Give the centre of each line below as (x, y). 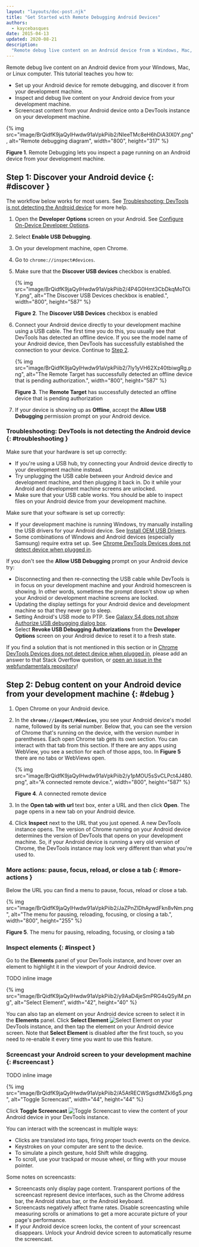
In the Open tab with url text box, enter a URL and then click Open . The (102, 805)
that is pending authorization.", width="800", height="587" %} (91, 380)
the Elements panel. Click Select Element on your (89, 1021)
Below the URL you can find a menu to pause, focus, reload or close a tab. (97, 890)
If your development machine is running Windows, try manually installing (104, 524)
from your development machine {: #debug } (91, 694)
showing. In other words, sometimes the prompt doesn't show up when (102, 591)
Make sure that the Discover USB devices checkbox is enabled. (93, 271)
